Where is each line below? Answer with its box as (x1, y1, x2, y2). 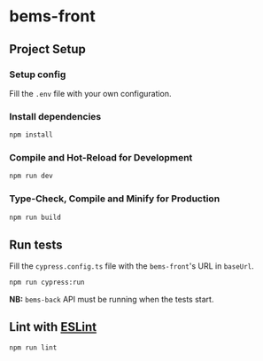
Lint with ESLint (9, 319, 97, 334)
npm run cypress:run (9, 278, 86, 287)
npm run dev (9, 171, 53, 181)
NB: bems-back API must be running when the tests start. (9, 294, 214, 305)
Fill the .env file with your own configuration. (9, 88, 172, 98)
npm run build (9, 213, 62, 222)
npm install (9, 130, 53, 139)
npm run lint (9, 343, 58, 352)
